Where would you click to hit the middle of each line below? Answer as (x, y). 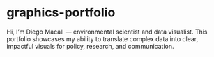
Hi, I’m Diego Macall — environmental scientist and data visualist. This (107, 32)
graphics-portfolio (61, 13)
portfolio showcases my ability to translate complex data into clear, (102, 38)
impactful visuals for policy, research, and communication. (91, 46)
